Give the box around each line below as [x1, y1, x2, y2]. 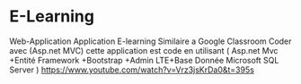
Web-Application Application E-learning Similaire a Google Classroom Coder [9, 36, 292, 46]
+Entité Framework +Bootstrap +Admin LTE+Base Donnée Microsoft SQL [9, 55, 279, 65]
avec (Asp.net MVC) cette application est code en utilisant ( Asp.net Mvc [9, 45, 279, 55]
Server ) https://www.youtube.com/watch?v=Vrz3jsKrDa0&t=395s [9, 64, 254, 75]
